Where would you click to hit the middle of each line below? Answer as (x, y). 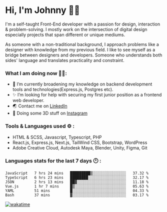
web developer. (28, 100)
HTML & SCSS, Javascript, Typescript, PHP (57, 137)
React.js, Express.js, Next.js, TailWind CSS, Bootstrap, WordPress (80, 142)
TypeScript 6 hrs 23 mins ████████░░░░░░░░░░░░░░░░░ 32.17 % (77, 177)
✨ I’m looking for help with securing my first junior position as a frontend (87, 95)
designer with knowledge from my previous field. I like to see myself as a (80, 49)
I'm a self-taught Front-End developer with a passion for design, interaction (83, 24)
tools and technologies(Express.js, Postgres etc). (63, 89)
